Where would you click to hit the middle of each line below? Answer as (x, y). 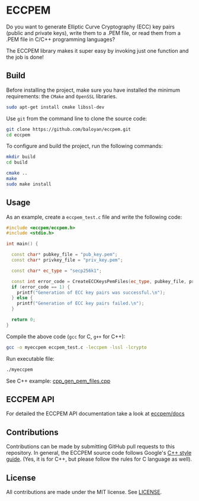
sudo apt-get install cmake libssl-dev (55, 107)
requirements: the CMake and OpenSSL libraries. (62, 96)
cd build (17, 163)
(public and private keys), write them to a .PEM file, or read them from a (93, 33)
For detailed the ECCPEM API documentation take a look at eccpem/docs (95, 414)
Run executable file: (30, 358)
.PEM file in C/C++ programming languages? (61, 39)
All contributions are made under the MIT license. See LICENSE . (84, 492)
